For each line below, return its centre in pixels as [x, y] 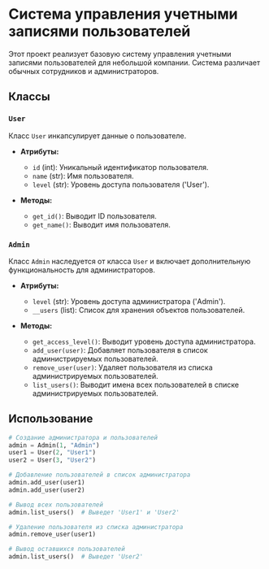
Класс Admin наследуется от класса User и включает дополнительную [130, 261]
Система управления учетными [123, 14]
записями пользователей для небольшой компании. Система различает [134, 63]
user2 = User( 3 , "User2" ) [52, 460]
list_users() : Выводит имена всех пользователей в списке [136, 384]
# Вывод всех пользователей [56, 505]
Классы [29, 97]
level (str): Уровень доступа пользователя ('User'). [121, 185]
